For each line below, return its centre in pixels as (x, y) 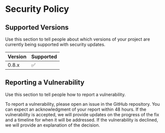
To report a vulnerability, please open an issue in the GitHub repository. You (82, 104)
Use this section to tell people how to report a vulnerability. (65, 94)
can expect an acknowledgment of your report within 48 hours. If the (76, 109)
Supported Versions (37, 27)
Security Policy (37, 9)
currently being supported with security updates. (55, 44)
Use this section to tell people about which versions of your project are (78, 39)
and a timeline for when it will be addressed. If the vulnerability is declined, (82, 120)
